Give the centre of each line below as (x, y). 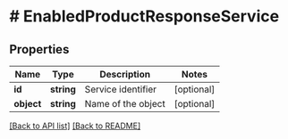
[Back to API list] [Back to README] (75, 126)
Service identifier (121, 89)
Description (125, 74)
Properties (39, 49)
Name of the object (125, 104)
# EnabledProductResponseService (144, 16)
